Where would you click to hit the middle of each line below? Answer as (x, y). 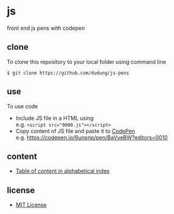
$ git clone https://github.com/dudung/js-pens (68, 73)
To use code (22, 106)
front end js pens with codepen (46, 28)
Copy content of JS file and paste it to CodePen (75, 131)
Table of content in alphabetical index (62, 171)
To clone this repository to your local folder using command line (86, 61)
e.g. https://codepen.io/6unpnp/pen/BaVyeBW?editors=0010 (92, 137)
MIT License (31, 205)
